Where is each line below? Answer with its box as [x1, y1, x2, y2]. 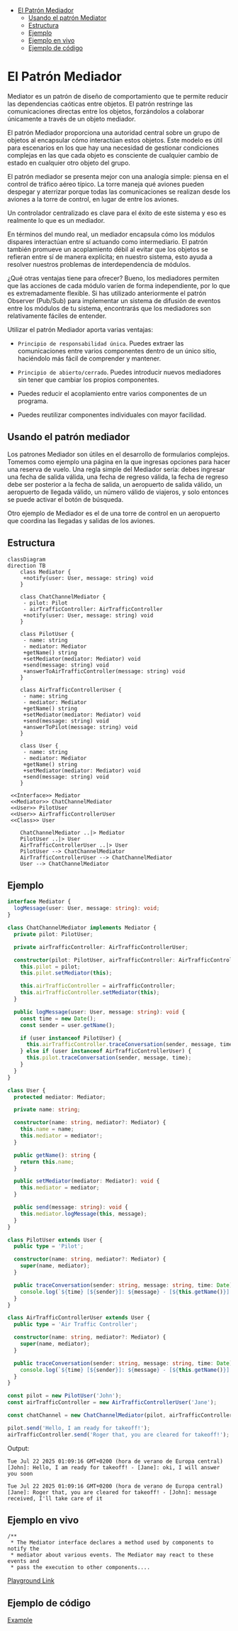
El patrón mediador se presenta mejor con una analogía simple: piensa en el [7, 172, 229, 180]
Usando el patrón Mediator [28, 13, 107, 22]
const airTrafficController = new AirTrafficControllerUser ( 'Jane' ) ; [7, 1399, 217, 1406]
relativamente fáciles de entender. [7, 312, 107, 320]
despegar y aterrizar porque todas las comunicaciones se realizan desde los [7, 187, 231, 196]
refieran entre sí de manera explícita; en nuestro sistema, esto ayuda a [7, 252, 213, 261]
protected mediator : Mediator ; [13, 1093, 106, 1101]
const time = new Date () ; [20, 1015, 97, 1022]
